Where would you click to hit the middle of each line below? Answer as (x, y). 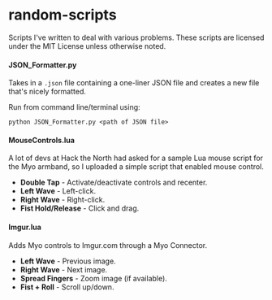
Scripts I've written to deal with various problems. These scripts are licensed (136, 37)
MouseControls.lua (42, 140)
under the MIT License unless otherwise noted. (87, 46)
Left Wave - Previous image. (68, 261)
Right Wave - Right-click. (63, 200)
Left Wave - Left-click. (58, 191)
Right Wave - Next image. (64, 269)
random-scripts (63, 15)
